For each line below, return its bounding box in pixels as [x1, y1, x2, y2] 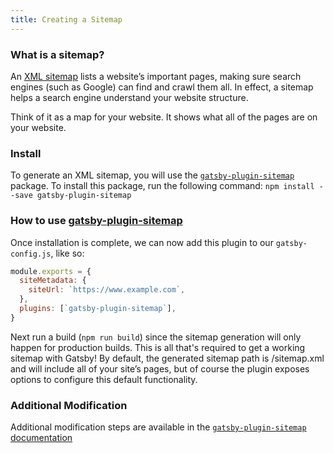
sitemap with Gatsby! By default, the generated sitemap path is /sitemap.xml [10, 352, 325, 364]
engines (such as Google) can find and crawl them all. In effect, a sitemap [10, 81, 314, 93]
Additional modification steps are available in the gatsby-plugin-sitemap [10, 421, 307, 433]
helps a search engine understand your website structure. [10, 91, 249, 103]
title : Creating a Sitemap [10, 14, 123, 25]
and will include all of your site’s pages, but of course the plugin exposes [10, 362, 310, 375]
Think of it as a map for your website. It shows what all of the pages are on [10, 111, 318, 123]
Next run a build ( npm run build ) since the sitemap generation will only [10, 331, 302, 343]
